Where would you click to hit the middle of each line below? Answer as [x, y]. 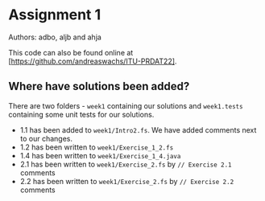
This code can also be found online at [71, 52]
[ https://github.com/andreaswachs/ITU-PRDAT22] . [93, 61]
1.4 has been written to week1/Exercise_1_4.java [100, 155]
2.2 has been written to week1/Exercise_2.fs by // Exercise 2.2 [127, 181]
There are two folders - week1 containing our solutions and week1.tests [126, 105]
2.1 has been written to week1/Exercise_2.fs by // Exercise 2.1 [126, 164]
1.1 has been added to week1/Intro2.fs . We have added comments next [138, 129]
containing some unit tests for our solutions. [81, 114]
